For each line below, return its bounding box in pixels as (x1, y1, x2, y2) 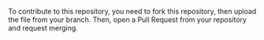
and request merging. (8, 24, 79, 32)
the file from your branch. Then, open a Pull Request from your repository (8, 15, 247, 24)
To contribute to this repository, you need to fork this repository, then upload (8, 7, 257, 16)
